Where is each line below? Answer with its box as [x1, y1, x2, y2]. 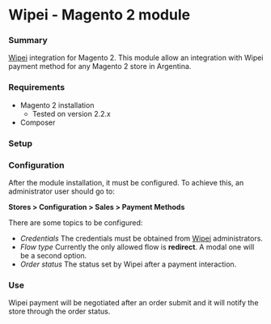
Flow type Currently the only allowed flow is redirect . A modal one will [19, 242, 255, 252]
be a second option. [19, 251, 87, 260]
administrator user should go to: [8, 186, 115, 196]
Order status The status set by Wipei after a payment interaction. [19, 259, 237, 269]
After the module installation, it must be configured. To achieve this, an [8, 178, 244, 187]
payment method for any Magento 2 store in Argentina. [8, 62, 192, 71]
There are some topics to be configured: [8, 218, 143, 228]
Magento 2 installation [19, 100, 95, 110]
